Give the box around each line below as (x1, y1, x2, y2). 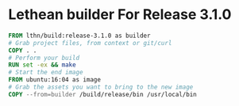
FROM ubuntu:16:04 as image (8, 76, 102, 84)
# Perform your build (8, 54, 80, 62)
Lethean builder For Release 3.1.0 (8, 6, 232, 24)
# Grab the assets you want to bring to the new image (8, 83, 194, 92)
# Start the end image (8, 69, 83, 77)
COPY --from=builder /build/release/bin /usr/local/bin (8, 90, 197, 98)
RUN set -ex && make (8, 61, 77, 69)
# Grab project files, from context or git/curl (8, 39, 172, 47)
